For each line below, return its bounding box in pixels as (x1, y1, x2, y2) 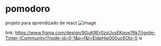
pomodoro (5, 3, 50, 15)
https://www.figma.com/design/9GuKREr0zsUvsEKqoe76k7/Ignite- (15, 29, 156, 35)
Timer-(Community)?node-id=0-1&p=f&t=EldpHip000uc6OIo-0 (5, 35, 138, 41)
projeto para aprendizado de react (5, 20, 77, 26)
